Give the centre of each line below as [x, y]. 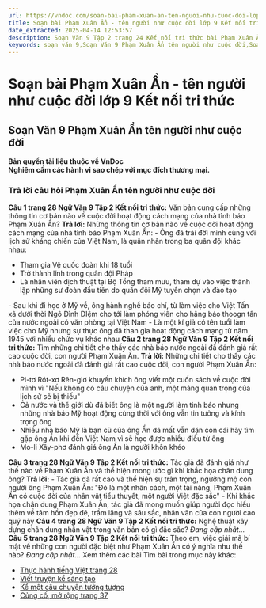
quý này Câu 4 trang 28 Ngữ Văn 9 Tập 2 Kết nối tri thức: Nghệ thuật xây [128, 521]
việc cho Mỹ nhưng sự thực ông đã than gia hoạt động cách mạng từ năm [128, 331]
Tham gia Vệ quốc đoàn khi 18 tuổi [76, 265]
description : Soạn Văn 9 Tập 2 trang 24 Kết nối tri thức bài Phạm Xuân [131, 38]
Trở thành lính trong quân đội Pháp [76, 273]
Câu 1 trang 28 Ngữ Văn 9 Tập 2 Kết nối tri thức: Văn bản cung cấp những [129, 207]
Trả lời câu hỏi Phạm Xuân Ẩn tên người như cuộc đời [112, 191]
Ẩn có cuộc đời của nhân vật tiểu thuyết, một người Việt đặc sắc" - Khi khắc [132, 496]
